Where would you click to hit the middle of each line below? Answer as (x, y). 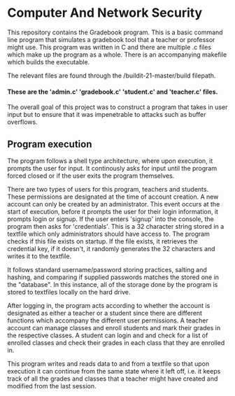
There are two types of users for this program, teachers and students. (108, 189)
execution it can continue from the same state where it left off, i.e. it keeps (114, 371)
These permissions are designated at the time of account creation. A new (113, 197)
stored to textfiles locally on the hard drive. (69, 292)
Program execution (50, 144)
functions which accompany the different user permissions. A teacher (108, 320)
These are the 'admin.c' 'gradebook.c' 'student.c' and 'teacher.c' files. (113, 92)
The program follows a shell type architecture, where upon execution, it (110, 161)
